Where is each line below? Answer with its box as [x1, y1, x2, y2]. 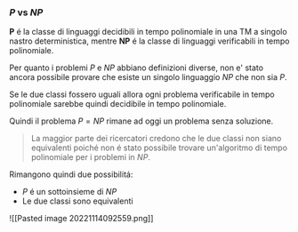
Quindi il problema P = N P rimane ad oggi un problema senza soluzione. [9, 116, 274, 126]
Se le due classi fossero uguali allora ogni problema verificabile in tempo [9, 89, 275, 100]
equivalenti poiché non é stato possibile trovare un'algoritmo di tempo [30, 142, 287, 153]
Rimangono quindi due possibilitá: [9, 169, 133, 180]
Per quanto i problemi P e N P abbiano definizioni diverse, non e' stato [9, 62, 264, 73]
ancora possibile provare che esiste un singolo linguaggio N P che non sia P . [9, 72, 287, 83]
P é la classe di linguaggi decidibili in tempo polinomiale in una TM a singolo [9, 27, 287, 37]
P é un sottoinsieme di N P [21, 187, 117, 197]
